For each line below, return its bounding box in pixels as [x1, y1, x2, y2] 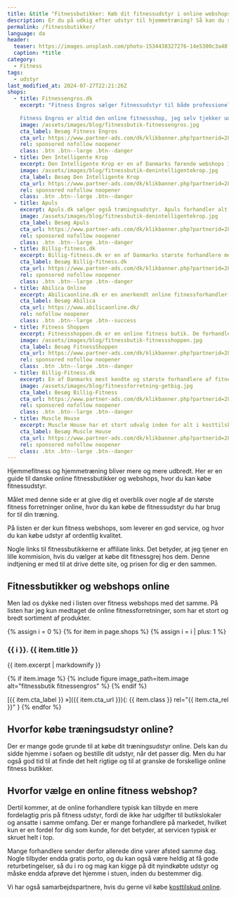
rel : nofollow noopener [20, 310, 90, 318]
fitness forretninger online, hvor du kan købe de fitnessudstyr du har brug [7, 503, 221, 511]
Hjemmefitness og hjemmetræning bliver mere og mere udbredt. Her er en [7, 467, 223, 475]
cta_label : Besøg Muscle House [20, 428, 112, 435]
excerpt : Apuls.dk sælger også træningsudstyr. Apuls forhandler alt [20, 206, 228, 213]
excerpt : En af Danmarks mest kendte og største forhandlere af [20, 376, 212, 383]
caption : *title [13, 50, 61, 57]
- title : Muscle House [13, 415, 80, 422]
